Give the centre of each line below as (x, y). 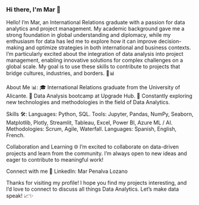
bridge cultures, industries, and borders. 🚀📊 (60, 73)
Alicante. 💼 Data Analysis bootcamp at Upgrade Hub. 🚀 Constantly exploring (99, 96)
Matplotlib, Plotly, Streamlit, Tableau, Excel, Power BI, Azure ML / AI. (89, 123)
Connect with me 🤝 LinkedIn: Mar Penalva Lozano (67, 171)
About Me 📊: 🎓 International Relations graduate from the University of (93, 87)
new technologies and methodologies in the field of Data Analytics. (88, 102)
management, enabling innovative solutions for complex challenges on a (94, 60)
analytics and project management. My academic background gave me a (95, 29)
